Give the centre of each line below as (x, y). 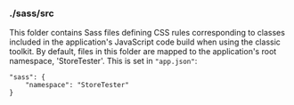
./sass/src (32, 13)
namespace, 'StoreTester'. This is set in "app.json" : (103, 61)
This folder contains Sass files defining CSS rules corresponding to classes (147, 33)
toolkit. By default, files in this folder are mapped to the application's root (143, 52)
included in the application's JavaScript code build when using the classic (145, 42)
